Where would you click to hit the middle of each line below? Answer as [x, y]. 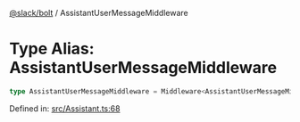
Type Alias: [52, 49]
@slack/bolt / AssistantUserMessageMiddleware [99, 13]
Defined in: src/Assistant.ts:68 [65, 108]
